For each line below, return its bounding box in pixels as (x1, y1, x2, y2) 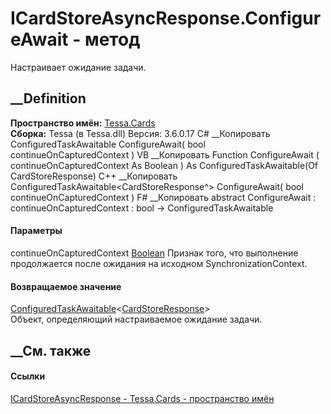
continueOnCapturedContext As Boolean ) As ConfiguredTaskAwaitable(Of (10, 159, 319, 171)
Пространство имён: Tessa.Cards (10, 117, 156, 129)
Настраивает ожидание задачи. (10, 61, 147, 73)
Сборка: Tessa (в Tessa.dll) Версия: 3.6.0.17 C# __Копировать (10, 127, 271, 139)
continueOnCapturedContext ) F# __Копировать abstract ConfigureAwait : (10, 191, 317, 203)
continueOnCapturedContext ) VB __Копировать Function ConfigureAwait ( (10, 148, 320, 161)
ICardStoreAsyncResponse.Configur (10, 7, 322, 30)
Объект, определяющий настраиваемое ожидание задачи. (10, 313, 263, 326)
